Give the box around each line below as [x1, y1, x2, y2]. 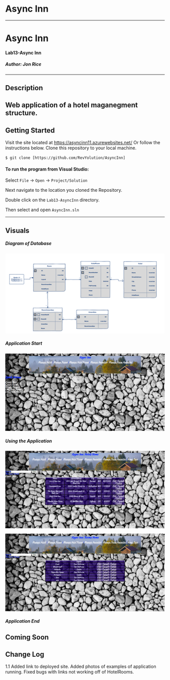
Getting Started [5, 126, 55, 134]
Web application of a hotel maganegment [5, 101, 138, 110]
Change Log [5, 650, 45, 659]
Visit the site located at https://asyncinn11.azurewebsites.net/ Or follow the [5, 140, 160, 146]
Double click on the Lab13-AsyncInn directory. [5, 197, 100, 203]
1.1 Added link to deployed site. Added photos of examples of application [5, 663, 156, 670]
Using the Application [5, 438, 52, 444]
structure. [5, 109, 38, 117]
